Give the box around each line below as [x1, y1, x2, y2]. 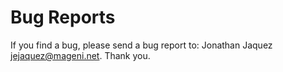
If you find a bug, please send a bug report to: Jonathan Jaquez [10, 39, 273, 51]
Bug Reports [10, 6, 116, 29]
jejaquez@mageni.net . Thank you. [10, 49, 151, 61]
